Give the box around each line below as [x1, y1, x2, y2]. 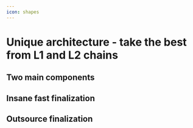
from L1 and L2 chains [6, 48, 119, 62]
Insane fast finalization [6, 93, 96, 104]
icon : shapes [6, 9, 40, 15]
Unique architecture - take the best [6, 35, 187, 49]
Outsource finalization [6, 113, 93, 124]
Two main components [6, 73, 95, 83]
